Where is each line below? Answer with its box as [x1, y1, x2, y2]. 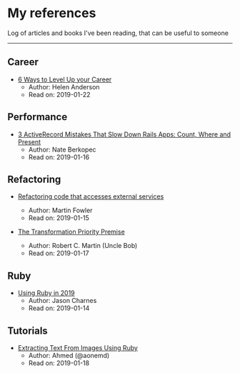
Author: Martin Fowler [28, 206, 93, 215]
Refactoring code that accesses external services [17, 192, 164, 201]
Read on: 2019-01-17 [28, 249, 89, 258]
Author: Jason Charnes [28, 297, 97, 305]
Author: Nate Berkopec [28, 145, 96, 154]
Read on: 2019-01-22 [28, 90, 91, 99]
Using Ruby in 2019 [17, 289, 75, 297]
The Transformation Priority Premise [17, 227, 125, 237]
